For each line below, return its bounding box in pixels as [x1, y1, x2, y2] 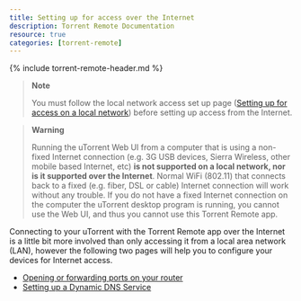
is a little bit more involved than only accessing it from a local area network [9, 235, 286, 247]
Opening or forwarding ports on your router [22, 272, 183, 283]
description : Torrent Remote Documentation [9, 22, 175, 31]
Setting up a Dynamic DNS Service [22, 282, 152, 293]
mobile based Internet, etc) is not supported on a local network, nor [31, 161, 286, 172]
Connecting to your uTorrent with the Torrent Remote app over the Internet [9, 226, 286, 237]
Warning [31, 125, 65, 136]
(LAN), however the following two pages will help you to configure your [9, 245, 273, 256]
